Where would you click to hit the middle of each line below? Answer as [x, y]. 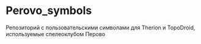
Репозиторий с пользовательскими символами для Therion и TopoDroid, [100, 28]
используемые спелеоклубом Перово [55, 34]
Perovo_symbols [49, 11]
